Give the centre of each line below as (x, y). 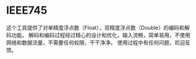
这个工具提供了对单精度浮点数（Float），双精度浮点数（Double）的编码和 (95, 27)
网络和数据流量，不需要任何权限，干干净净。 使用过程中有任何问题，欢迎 (96, 42)
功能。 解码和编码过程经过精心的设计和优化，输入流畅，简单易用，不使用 (101, 35)
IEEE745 (27, 10)
